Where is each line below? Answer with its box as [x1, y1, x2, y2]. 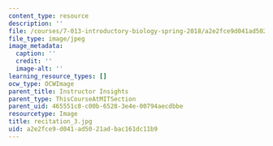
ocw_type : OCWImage [8, 79, 75, 88]
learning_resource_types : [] [8, 72, 107, 80]
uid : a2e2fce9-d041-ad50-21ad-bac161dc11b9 [8, 125, 158, 133]
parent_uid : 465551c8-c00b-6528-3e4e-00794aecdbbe [8, 102, 184, 110]
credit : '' [15, 58, 53, 66]
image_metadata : [8, 42, 63, 50]
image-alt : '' [15, 65, 63, 73]
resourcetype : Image [8, 110, 79, 118]
